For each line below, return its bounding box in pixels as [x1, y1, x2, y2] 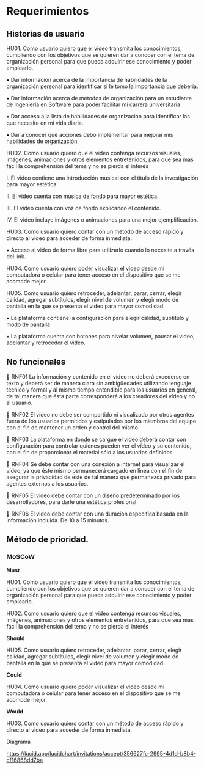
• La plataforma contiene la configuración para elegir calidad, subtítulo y [6, 315, 189, 321]
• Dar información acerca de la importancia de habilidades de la [6, 76, 167, 83]
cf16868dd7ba [6, 756, 43, 764]
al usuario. [6, 399, 33, 406]
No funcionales [6, 357, 66, 367]
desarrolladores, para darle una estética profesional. [6, 498, 139, 505]
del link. [6, 253, 26, 260]
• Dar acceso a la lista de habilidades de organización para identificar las [6, 113, 191, 120]
